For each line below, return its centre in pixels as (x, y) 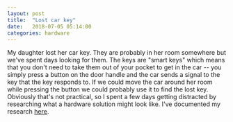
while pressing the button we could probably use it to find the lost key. (108, 89)
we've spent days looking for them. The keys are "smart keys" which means (116, 60)
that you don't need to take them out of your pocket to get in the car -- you (114, 67)
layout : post (26, 14)
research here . (28, 112)
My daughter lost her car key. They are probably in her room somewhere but (117, 53)
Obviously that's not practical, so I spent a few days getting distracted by (112, 97)
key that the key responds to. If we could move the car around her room (110, 82)
